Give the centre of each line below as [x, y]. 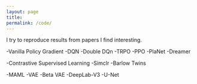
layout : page [22, 12]
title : [14, 17]
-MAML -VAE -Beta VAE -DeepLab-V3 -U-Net [63, 75]
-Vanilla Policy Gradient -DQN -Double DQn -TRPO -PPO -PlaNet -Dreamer [99, 52]
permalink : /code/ [29, 23]
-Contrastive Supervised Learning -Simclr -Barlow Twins [76, 63]
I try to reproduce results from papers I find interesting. [74, 40]
